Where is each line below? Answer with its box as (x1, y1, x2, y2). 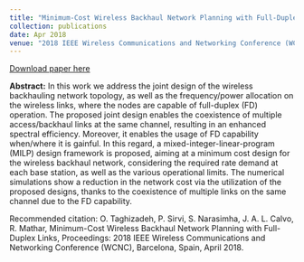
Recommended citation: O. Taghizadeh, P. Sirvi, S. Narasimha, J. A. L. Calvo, (9, 213, 294, 224)
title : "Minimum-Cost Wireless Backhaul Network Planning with (9, 13, 253, 23)
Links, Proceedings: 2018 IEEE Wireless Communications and (37, 232, 266, 244)
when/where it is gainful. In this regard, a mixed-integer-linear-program (9, 138, 276, 149)
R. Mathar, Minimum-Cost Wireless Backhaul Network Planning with (9, 223, 262, 234)
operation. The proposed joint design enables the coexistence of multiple (9, 109, 282, 120)
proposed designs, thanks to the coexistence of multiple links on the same (9, 186, 287, 197)
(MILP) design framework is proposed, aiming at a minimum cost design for (9, 148, 290, 159)
